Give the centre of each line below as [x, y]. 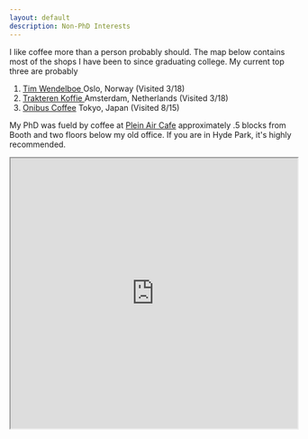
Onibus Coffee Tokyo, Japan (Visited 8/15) [101, 107]
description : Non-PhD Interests [70, 26]
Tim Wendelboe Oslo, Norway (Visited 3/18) [104, 88]
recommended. [37, 144]
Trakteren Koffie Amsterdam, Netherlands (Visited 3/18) [125, 98]
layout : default [40, 18]
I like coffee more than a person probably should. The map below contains [147, 51]
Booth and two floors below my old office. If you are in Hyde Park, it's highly [150, 134]
